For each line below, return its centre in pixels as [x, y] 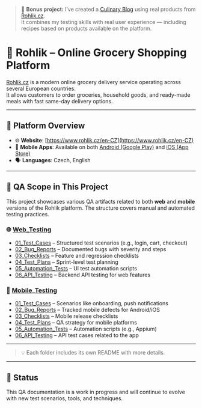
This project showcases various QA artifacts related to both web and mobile [101, 201]
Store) [23, 153]
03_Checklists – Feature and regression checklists [77, 255]
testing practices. [28, 214]
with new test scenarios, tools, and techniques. [65, 398]
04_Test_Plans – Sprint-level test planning [66, 262]
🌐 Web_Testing [29, 230]
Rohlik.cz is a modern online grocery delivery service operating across [94, 82]
